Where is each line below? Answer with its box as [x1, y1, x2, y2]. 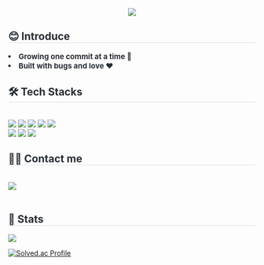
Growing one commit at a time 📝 [18, 51, 132, 61]
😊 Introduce [8, 30, 71, 43]
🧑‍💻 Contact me [8, 153, 82, 166]
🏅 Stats [8, 212, 44, 226]
